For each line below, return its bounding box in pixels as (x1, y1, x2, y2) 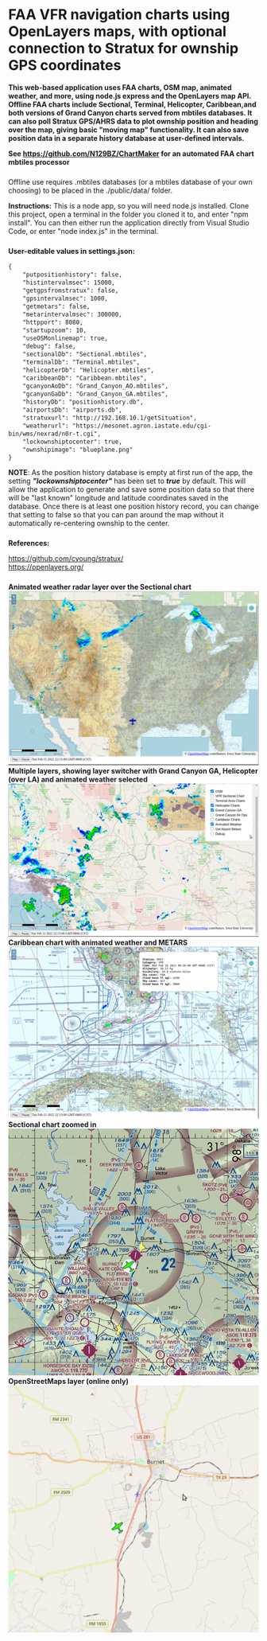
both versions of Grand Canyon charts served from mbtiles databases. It (8, 107, 253, 117)
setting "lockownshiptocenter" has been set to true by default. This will (8, 476, 246, 485)
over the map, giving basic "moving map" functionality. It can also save (8, 125, 250, 134)
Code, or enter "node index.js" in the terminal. (8, 226, 159, 236)
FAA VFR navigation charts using (8, 6, 230, 24)
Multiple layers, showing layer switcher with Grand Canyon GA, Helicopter (8, 766, 258, 776)
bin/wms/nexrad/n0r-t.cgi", (8, 430, 102, 438)
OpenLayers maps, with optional (8, 22, 226, 41)
